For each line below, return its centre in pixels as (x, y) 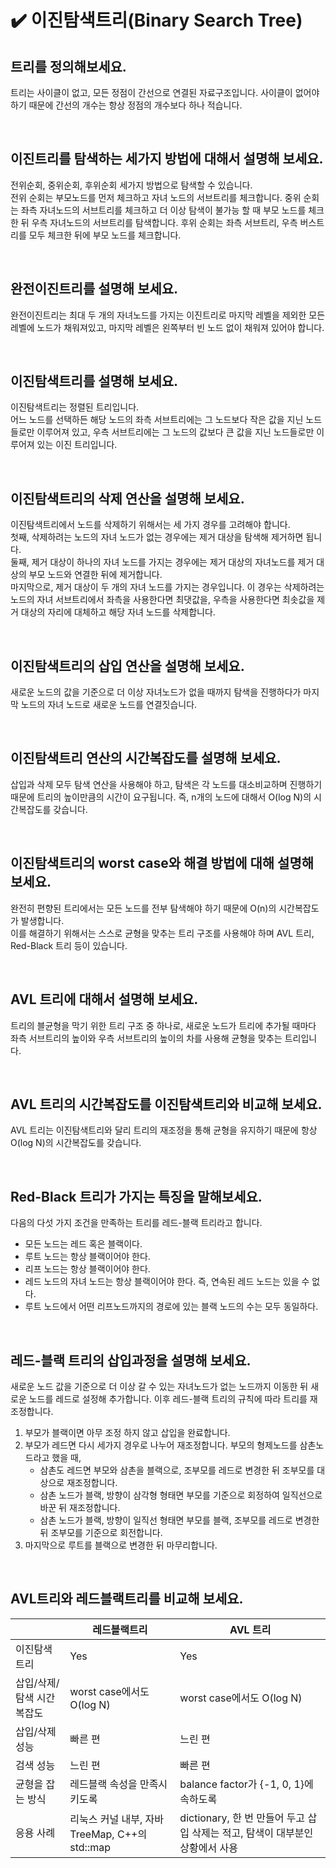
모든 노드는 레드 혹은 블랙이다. (83, 1244)
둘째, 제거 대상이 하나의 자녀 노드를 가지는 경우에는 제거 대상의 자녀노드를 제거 (162, 562)
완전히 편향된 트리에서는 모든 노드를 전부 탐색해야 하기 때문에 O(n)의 (143, 908)
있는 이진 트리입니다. (77, 445)
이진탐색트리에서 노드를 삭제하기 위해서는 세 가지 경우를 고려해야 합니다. (150, 525)
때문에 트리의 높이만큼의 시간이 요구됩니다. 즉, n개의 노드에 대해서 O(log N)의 (161, 797)
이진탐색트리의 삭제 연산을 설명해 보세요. (127, 498)
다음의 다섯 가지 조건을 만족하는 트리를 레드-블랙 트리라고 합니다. (136, 1223)
